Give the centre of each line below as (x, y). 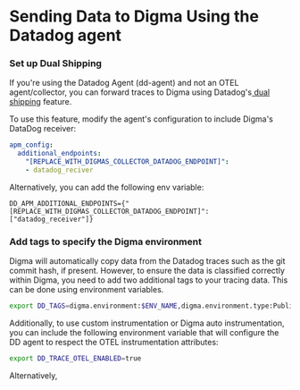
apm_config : (31, 145)
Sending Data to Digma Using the (134, 17)
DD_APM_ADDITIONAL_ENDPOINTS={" (69, 203)
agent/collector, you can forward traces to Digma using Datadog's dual (140, 92)
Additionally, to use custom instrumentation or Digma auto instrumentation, (147, 323)
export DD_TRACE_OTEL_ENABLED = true (75, 359)
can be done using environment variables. (87, 290)
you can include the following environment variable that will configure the (144, 333)
